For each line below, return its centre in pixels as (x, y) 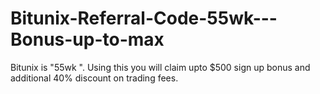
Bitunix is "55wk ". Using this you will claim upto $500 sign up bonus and (160, 67)
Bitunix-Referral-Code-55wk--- (144, 18)
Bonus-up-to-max (87, 39)
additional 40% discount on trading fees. (94, 78)
